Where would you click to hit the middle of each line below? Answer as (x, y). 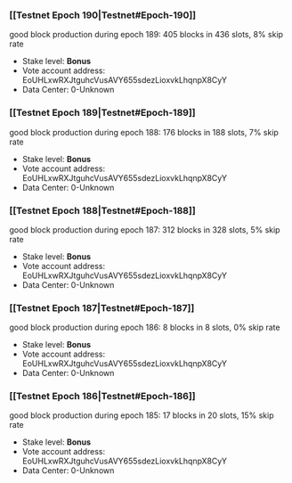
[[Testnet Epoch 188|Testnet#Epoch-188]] (102, 210)
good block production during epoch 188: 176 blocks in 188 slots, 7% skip (144, 132)
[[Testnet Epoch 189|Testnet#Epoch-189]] (102, 113)
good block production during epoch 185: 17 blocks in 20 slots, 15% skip (142, 415)
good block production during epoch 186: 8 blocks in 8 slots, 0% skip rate (145, 327)
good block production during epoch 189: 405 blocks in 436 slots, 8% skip (146, 35)
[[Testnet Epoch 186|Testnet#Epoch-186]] (102, 397)
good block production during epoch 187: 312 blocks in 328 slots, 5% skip (145, 229)
